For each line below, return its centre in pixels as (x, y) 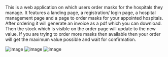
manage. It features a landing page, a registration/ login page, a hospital (80, 13)
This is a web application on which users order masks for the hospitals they (84, 7)
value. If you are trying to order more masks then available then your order (83, 34)
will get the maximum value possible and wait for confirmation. (71, 39)
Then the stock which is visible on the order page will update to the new (80, 29)
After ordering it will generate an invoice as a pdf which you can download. (84, 23)
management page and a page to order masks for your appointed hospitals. (84, 18)
